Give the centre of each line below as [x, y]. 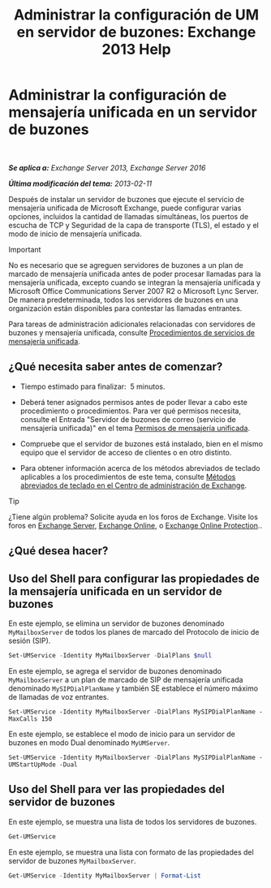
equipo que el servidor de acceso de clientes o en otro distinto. [126, 452]
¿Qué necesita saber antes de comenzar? [116, 367]
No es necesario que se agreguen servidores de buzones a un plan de [126, 265]
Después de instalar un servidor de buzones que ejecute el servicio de [127, 199]
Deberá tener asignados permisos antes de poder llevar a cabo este [133, 402]
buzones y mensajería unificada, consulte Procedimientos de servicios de [132, 332]
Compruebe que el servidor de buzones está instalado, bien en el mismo [142, 443]
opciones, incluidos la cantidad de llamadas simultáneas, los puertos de [129, 216]
